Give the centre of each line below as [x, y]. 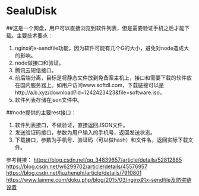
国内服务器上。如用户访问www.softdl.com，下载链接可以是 [92, 85]
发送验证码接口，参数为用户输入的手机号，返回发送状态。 [85, 132]
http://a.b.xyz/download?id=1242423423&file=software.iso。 [90, 92]
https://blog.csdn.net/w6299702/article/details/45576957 [77, 166]
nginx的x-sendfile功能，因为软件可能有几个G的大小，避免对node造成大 [102, 48]
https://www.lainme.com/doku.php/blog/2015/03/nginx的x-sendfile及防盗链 [99, 179]
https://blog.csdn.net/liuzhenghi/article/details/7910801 [74, 172]
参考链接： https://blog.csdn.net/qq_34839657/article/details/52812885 [94, 160]
